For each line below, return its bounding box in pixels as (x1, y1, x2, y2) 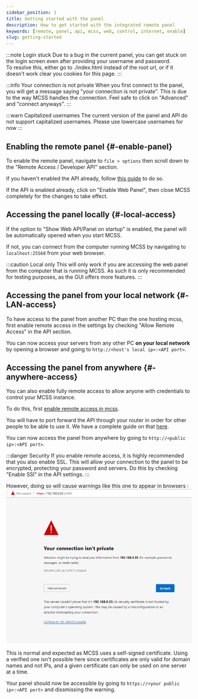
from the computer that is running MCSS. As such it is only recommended (6, 267, 186, 274)
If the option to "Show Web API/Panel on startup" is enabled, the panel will (6, 225, 187, 233)
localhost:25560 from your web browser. (6, 249, 105, 256)
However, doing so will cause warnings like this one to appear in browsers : (6, 482, 189, 489)
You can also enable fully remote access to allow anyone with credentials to (6, 387, 190, 395)
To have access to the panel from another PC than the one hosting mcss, (6, 315, 183, 322)
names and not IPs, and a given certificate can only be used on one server (6, 662, 187, 669)
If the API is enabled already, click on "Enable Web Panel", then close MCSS (6, 186, 190, 193)
